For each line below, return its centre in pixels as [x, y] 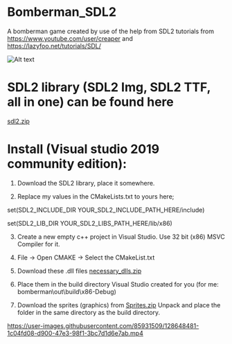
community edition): [67, 164]
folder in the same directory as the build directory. [89, 312]
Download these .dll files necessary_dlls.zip [79, 271]
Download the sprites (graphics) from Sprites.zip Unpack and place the [119, 305]
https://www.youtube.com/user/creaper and [70, 38]
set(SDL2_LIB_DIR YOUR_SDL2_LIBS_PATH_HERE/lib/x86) [90, 223]
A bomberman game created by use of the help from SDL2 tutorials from [111, 31]
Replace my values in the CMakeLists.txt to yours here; [96, 196]
